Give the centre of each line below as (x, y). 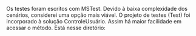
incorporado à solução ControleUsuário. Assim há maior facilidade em (94, 21)
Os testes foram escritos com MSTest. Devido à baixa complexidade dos (97, 9)
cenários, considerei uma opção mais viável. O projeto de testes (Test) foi (98, 15)
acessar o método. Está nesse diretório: (56, 28)
